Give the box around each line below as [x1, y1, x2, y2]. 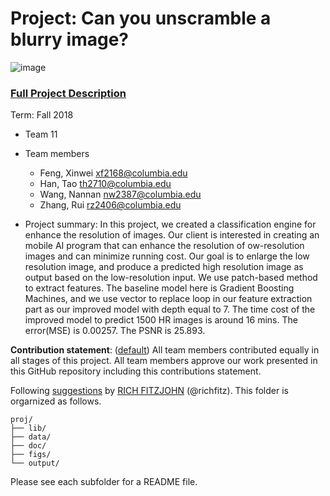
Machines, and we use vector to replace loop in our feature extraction [24, 293, 313, 305]
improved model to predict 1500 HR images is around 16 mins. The [24, 314, 298, 326]
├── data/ [10, 432, 52, 442]
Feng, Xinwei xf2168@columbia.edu [39, 167, 188, 179]
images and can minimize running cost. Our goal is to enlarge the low [24, 250, 310, 262]
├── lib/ [10, 423, 47, 434]
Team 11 [24, 128, 58, 141]
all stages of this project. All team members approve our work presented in [10, 355, 318, 367]
